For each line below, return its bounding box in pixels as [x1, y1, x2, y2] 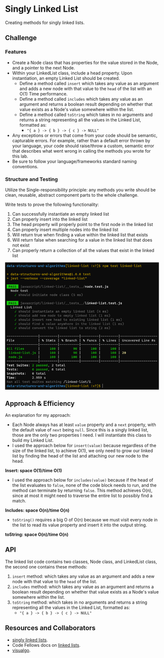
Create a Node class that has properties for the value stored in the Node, [12, 60, 159, 66]
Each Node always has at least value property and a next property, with [12, 422, 156, 428]
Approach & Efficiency [5, 399, 75, 408]
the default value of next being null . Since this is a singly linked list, [12, 427, 149, 433]
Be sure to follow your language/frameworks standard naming [12, 158, 137, 164]
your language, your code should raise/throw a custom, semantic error [12, 143, 155, 149]
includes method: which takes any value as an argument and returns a [12, 584, 154, 590]
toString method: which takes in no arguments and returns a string [12, 599, 147, 605]
